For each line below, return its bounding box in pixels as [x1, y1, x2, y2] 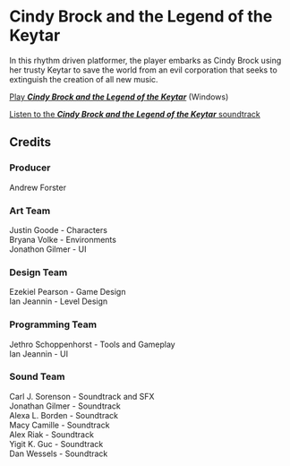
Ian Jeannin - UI [9, 348, 69, 359]
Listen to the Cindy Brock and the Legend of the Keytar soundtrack [9, 108, 261, 119]
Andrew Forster [9, 182, 67, 193]
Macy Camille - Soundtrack [9, 419, 110, 430]
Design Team [9, 266, 68, 279]
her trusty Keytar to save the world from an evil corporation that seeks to [9, 65, 277, 75]
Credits [9, 134, 52, 150]
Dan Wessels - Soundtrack [9, 448, 108, 459]
